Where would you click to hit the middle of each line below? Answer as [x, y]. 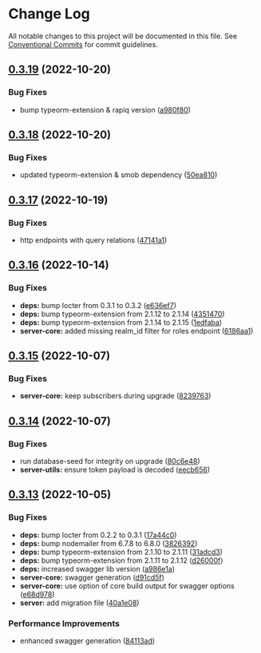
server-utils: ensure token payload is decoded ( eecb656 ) [115, 470]
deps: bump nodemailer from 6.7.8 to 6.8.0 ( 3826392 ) [109, 543]
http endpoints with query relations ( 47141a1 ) [93, 240]
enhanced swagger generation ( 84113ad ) [87, 641]
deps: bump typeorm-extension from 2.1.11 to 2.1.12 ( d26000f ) [121, 560]
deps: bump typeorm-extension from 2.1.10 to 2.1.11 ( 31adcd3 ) [121, 552]
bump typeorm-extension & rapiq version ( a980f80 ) [105, 109]
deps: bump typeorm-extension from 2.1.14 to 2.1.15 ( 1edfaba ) [121, 322]
